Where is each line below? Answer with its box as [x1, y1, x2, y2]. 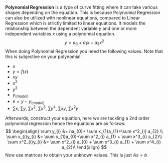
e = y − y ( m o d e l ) [12, 98, 45, 105]
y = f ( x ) [12, 68, 29, 74]
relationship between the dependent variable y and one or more [5, 25, 137, 31]
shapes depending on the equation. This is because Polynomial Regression [5, 9, 160, 15]
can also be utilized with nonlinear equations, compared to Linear [5, 15, 140, 20]
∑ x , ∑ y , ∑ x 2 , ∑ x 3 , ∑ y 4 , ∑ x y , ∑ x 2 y [12, 104, 79, 111]
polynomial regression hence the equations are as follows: [5, 120, 126, 126]
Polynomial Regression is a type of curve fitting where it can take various [5, 4, 158, 10]
